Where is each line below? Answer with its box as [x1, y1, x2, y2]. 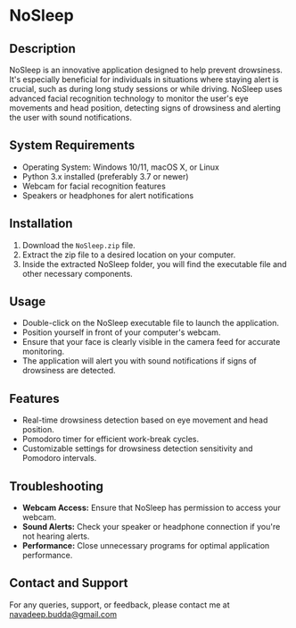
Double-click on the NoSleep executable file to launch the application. [21, 318, 279, 329]
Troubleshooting [9, 479, 104, 494]
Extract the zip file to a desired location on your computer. [21, 249, 236, 260]
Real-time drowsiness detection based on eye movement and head [21, 414, 268, 425]
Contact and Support [9, 575, 128, 590]
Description [9, 41, 76, 56]
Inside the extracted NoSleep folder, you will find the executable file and [21, 258, 287, 269]
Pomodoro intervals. [21, 453, 97, 464]
